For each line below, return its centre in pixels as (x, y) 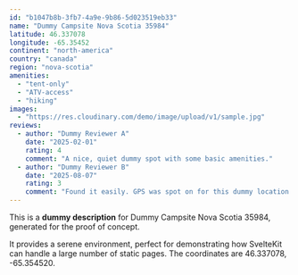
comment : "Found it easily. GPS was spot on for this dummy (139, 192)
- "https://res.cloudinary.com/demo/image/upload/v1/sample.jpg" (141, 117)
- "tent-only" (43, 84)
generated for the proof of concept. (74, 227)
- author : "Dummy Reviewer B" (73, 167)
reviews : (25, 126)
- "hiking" (37, 100)
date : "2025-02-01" (62, 142)
